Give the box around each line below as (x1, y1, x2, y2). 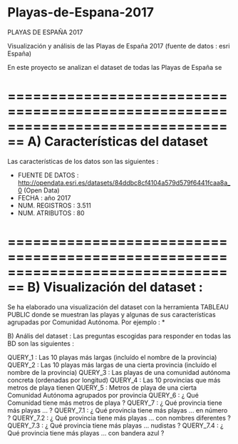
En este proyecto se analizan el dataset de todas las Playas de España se (7, 63, 222, 71)
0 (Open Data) (17, 186, 60, 195)
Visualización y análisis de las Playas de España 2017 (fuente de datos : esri (7, 41, 230, 50)
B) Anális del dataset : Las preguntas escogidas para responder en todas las (7, 331, 232, 340)
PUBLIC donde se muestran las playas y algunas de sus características (7, 310, 216, 319)
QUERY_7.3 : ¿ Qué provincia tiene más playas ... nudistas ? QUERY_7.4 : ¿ (7, 421, 224, 430)
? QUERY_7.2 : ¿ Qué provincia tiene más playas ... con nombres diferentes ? (7, 413, 232, 422)
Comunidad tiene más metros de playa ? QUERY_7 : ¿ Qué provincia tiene (7, 398, 222, 407)
